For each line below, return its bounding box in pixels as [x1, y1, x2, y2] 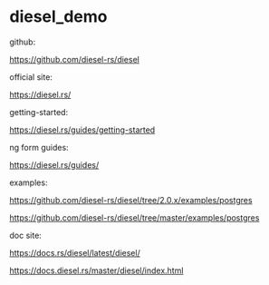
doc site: [9, 230, 43, 241]
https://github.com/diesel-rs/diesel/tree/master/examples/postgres [9, 211, 260, 223]
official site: [9, 71, 53, 83]
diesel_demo [9, 6, 108, 27]
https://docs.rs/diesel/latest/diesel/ [9, 247, 140, 258]
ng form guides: [9, 142, 70, 152]
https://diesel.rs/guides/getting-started [9, 124, 156, 135]
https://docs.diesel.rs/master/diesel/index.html [9, 265, 184, 276]
